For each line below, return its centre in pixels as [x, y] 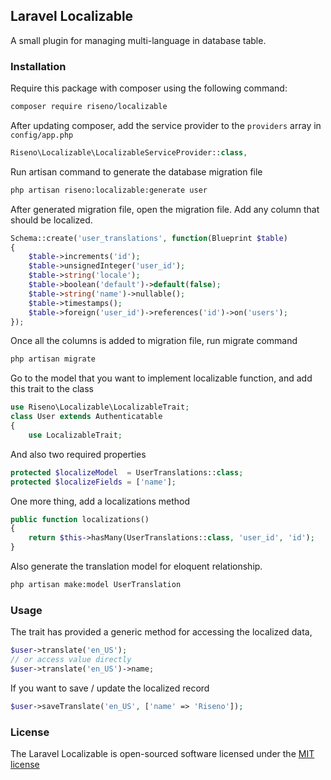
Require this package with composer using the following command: [149, 88]
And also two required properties [78, 454]
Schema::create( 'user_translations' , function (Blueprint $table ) [149, 238]
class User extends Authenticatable [86, 417]
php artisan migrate [53, 359]
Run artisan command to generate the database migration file [136, 171]
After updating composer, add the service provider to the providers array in [166, 125]
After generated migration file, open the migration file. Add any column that [165, 209]
